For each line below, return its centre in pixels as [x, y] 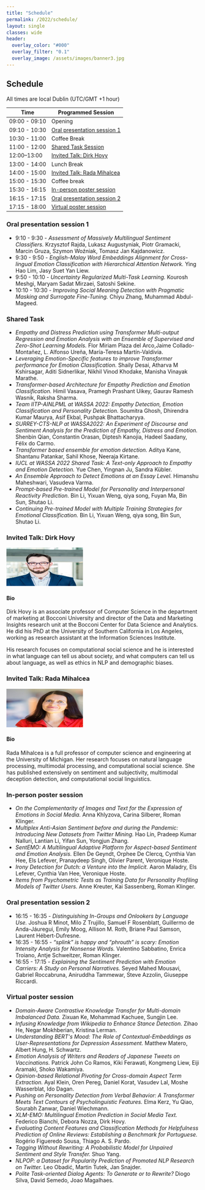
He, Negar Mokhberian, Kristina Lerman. [66, 1030]
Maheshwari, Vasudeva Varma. [54, 482]
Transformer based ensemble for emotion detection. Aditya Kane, [98, 450]
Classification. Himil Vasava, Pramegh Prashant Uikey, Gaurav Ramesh [104, 391]
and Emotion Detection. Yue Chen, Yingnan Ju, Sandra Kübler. [94, 469]
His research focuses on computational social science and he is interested [100, 650]
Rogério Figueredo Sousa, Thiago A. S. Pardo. [73, 1141]
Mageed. [26, 303]
